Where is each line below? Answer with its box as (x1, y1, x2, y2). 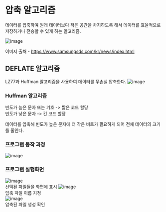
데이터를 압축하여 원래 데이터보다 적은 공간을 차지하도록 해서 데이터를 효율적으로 (5, 22, 161, 28)
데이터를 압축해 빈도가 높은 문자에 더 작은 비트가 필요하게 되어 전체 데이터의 (5, 121, 152, 127)
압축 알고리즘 (5, 4, 56, 16)
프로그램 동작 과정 (5, 141, 46, 148)
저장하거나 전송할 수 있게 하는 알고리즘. (5, 28, 81, 34)
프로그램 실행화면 (5, 166, 44, 173)
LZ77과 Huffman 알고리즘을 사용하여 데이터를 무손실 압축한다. (5, 78, 126, 85)
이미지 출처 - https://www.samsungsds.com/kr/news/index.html (5, 48, 135, 54)
